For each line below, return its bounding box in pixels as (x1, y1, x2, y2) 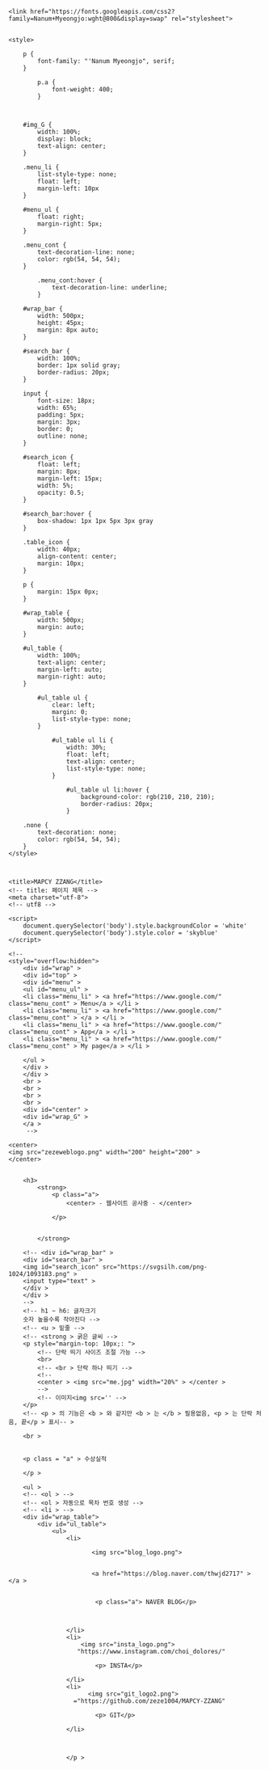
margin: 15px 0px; (37, 588, 99, 596)
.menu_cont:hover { (37, 277, 103, 285)
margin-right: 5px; (37, 220, 103, 228)
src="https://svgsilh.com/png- (102, 1263, 208, 1271)
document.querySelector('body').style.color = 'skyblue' (23, 929, 219, 937)
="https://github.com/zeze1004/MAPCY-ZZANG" (73, 1697, 226, 1705)
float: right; (37, 213, 85, 221)
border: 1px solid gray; (37, 361, 121, 370)
